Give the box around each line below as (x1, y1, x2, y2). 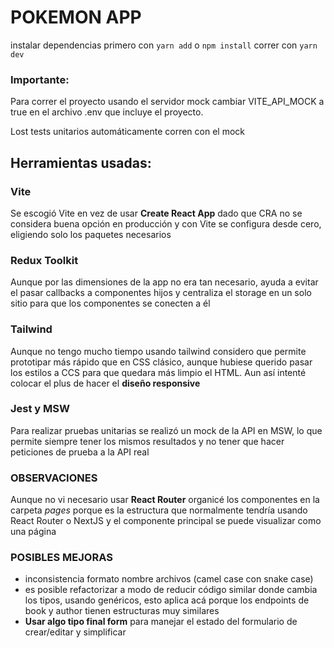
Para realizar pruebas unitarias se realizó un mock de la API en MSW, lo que (10, 424, 323, 436)
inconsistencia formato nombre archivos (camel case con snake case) (24, 573, 314, 585)
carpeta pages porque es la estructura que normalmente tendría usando (10, 504, 308, 516)
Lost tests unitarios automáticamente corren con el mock (10, 126, 245, 138)
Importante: (10, 72, 70, 86)
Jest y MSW (10, 402, 70, 416)
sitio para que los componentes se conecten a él (10, 297, 211, 310)
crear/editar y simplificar (24, 626, 127, 638)
